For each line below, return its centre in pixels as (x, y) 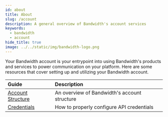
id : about (15, 10)
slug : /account (21, 19)
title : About (19, 14)
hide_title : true (23, 42)
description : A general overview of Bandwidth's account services (76, 24)
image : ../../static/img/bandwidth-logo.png (52, 47)
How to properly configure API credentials (104, 107)
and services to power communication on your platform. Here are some (79, 66)
